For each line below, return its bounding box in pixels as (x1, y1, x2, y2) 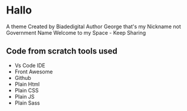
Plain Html (14, 80, 40, 88)
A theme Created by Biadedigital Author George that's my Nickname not (6, 23, 181, 30)
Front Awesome (14, 68, 53, 75)
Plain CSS (14, 86, 39, 94)
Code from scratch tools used (6, 46, 118, 56)
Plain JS (14, 93, 35, 100)
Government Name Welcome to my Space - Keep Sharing (6, 29, 146, 36)
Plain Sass (14, 99, 40, 106)
